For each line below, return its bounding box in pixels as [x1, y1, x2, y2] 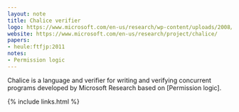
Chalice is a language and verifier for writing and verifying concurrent [7, 76, 212, 84]
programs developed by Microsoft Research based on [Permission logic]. [7, 83, 222, 92]
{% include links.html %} [7, 97, 80, 106]
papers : [7, 37, 31, 44]
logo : [7, 23, 23, 30]
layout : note [7, 10, 46, 18]
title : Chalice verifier [7, 17, 81, 24]
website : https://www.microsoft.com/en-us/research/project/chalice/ [7, 30, 218, 38]
